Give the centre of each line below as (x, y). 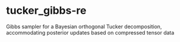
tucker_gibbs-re (46, 11)
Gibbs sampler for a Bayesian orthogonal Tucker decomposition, (84, 26)
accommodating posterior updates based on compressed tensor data (90, 32)
